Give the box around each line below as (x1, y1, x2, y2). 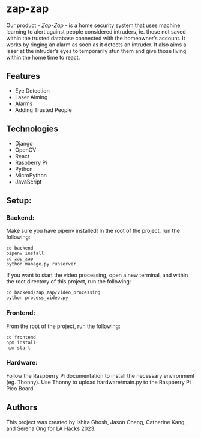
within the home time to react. (6, 54, 80, 61)
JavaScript (14, 178, 42, 185)
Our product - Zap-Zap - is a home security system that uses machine (6, 22, 181, 29)
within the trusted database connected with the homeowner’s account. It (6, 34, 186, 42)
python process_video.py (6, 295, 68, 301)
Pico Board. (6, 384, 35, 392)
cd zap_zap (6, 256, 34, 262)
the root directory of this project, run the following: (6, 278, 131, 285)
